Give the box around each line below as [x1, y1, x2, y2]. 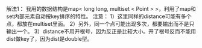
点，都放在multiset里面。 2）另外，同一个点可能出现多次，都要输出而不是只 [6, 20, 195, 27]
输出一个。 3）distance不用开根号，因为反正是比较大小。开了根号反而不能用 [6, 28, 196, 35]
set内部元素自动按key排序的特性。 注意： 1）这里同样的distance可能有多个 [6, 13, 192, 20]
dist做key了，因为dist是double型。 [6, 35, 93, 42]
